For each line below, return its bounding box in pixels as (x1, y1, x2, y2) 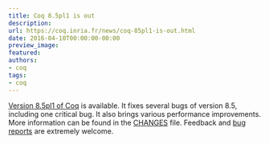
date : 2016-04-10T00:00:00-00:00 (8, 34, 120, 42)
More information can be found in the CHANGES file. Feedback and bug (8, 118, 247, 127)
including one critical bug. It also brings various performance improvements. (8, 109, 261, 118)
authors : (8, 57, 38, 65)
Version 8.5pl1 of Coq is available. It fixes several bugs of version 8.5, (8, 101, 238, 110)
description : (8, 19, 52, 27)
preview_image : (8, 42, 59, 50)
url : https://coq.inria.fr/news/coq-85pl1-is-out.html (8, 26, 196, 34)
